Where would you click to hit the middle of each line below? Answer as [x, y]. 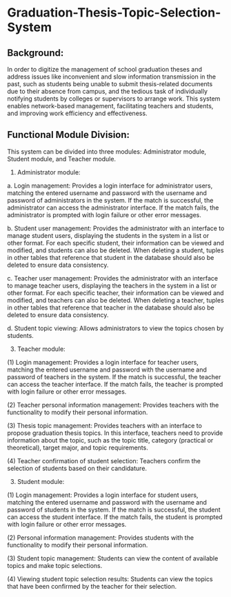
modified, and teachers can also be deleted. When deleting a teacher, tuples [115, 300]
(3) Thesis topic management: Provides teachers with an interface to [104, 425]
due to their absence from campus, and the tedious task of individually [108, 91]
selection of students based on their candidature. [77, 468]
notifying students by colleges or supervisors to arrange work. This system [114, 99]
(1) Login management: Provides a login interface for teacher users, [103, 362]
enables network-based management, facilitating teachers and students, [110, 106]
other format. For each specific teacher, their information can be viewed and [115, 293]
